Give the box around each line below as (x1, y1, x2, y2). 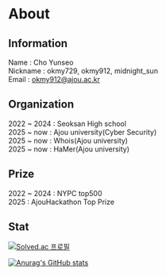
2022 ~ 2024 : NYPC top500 (8, 188, 102, 198)
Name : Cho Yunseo (8, 57, 74, 67)
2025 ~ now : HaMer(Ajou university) (8, 144, 129, 154)
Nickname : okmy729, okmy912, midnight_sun (8, 66, 159, 76)
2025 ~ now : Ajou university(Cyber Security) (8, 127, 157, 136)
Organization (8, 97, 74, 112)
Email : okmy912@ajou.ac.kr (8, 75, 101, 84)
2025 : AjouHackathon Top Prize (8, 197, 115, 206)
